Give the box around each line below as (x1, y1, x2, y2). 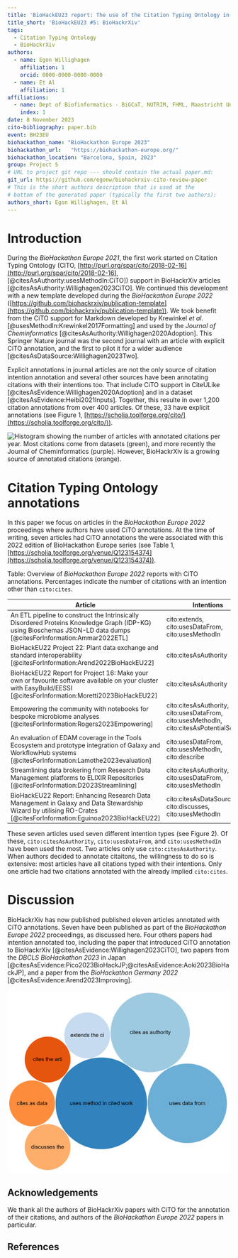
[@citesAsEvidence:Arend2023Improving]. (7, 976, 132, 985)
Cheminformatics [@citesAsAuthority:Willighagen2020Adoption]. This (7, 329, 212, 337)
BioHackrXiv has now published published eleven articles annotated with (7, 916, 220, 924)
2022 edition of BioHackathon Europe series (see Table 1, (7, 541, 175, 550)
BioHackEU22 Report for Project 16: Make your (10, 668, 149, 677)
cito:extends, (166, 614, 204, 623)
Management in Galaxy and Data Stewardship (10, 798, 144, 807)
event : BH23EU (7, 131, 50, 139)
